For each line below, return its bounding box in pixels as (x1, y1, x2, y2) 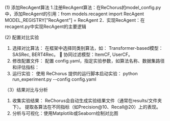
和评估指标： (12, 64, 39, 70)
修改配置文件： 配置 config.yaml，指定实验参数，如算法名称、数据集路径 (12, 58, 165, 64)
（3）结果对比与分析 (5, 87, 48, 93)
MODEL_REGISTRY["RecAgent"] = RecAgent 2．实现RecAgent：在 (5, 17, 145, 23)
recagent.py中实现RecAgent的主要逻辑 (5, 23, 86, 29)
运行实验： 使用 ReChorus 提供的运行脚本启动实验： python (12, 71, 138, 76)
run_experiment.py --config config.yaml (12, 76, 96, 82)
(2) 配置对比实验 (5, 35, 39, 40)
